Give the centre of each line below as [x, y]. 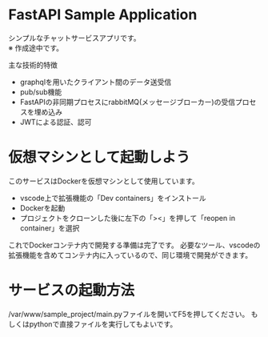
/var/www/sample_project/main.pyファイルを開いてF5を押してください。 [129, 314]
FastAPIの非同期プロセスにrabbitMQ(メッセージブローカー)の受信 [128, 102]
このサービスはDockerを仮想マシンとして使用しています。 [104, 181]
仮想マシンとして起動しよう [99, 157]
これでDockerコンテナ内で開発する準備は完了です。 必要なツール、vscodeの [134, 245]
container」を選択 [50, 228]
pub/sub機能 [41, 92]
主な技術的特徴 [33, 65]
